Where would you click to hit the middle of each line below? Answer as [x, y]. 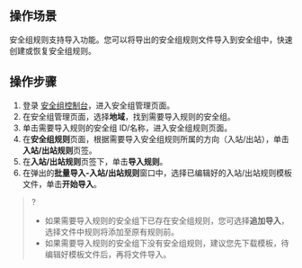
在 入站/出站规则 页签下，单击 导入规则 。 [95, 161]
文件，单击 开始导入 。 [62, 183]
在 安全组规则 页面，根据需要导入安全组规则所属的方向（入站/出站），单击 [155, 138]
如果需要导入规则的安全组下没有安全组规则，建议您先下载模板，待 [167, 243]
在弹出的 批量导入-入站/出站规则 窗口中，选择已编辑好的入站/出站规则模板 [157, 173]
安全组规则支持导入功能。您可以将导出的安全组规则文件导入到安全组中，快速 [151, 40]
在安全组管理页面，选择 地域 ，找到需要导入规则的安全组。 [129, 116]
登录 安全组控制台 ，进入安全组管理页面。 [98, 105]
